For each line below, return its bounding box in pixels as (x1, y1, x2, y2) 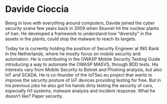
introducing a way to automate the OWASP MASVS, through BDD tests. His (5, 61, 159, 67)
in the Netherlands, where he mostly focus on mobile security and (5, 51, 141, 57)
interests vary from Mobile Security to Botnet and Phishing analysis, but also (5, 66, 162, 73)
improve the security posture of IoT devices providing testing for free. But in (5, 77, 161, 83)
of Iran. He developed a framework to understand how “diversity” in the (5, 30, 152, 36)
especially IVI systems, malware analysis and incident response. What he (5, 88, 156, 94)
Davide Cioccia (5, 3, 69, 15)
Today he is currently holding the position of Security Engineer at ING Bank (5, 45, 160, 51)
